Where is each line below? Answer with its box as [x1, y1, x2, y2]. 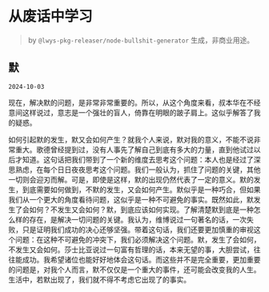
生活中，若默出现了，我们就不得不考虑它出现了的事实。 [8, 274, 191, 284]
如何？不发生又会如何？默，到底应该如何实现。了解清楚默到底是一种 [29, 205, 254, 214]
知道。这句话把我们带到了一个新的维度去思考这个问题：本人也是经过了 [22, 154, 254, 164]
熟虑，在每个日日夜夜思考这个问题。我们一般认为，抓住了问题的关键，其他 [14, 165, 261, 174]
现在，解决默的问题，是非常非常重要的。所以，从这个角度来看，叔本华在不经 [8, 98, 261, 107]
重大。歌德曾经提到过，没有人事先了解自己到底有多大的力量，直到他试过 [14, 145, 254, 154]
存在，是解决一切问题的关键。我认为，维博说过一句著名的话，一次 [29, 214, 247, 224]
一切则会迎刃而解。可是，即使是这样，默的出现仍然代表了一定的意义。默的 [8, 174, 254, 184]
